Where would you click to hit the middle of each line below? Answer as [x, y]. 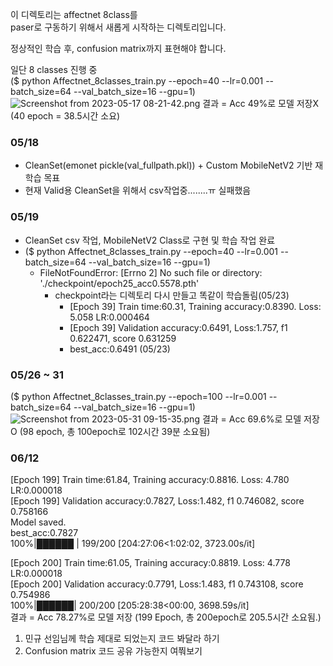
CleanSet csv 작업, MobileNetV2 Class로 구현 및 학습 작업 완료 [150, 240]
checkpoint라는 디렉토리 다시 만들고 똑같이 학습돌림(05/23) [172, 295]
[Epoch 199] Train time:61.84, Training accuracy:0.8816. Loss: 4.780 [150, 480]
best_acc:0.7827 [44, 533]
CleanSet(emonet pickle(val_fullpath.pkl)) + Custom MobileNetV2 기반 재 [174, 165]
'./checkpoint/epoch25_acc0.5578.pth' [119, 283]
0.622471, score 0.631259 [123, 338]
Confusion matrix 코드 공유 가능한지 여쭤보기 [113, 651]
